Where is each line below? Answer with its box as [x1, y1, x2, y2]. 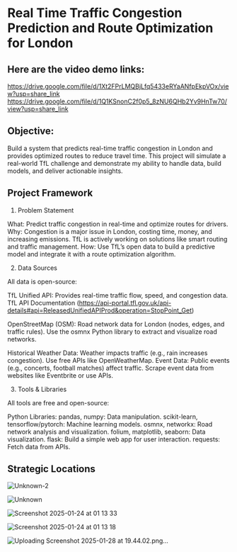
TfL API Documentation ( [7, 298, 80, 307]
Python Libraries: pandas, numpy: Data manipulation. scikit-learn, [7, 412, 198, 421]
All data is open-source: [7, 277, 78, 286]
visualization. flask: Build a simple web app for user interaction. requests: [7, 434, 221, 444]
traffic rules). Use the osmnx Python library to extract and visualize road [7, 327, 218, 336]
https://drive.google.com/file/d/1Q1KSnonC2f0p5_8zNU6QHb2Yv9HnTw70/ [7, 97, 228, 106]
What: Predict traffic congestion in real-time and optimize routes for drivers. [7, 220, 229, 228]
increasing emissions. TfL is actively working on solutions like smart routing [7, 235, 228, 243]
